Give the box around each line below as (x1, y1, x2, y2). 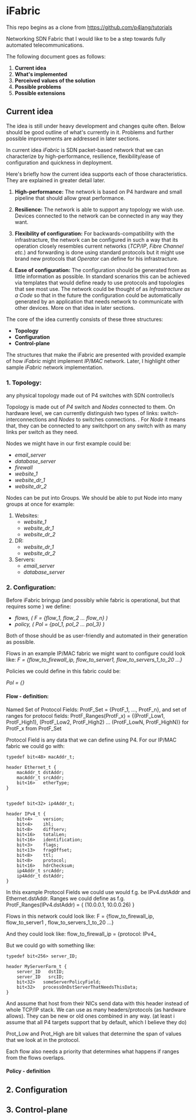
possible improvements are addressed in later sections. (6, 135, 140, 142)
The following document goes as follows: (6, 53, 106, 60)
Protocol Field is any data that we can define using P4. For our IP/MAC (6, 736, 177, 743)
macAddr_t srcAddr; (16, 775, 65, 781)
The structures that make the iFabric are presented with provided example (6, 351, 186, 358)
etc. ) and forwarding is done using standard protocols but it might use (14, 248, 184, 255)
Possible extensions (14, 89, 66, 96)
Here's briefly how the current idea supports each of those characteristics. (6, 170, 188, 177)
